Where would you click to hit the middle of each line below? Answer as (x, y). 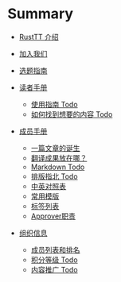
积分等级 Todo (54, 260)
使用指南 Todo (54, 104)
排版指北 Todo (54, 176)
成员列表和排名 (55, 249)
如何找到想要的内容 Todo (72, 114)
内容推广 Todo (54, 269)
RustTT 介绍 (39, 37)
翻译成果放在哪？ (59, 158)
